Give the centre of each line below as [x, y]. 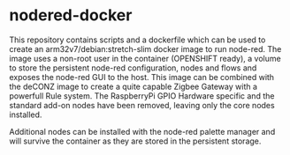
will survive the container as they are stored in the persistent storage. [135, 141]
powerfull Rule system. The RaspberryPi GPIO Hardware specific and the [142, 96]
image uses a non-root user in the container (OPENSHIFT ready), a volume [145, 58]
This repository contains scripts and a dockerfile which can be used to [137, 40]
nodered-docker [71, 15]
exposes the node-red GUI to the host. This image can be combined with [142, 77]
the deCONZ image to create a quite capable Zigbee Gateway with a [134, 86]
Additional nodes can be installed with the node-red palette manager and [142, 131]
